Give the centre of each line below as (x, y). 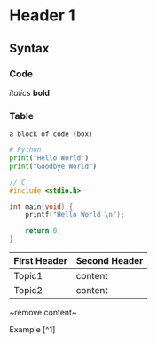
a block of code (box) (51, 134)
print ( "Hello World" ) (49, 158)
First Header (41, 261)
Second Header (110, 261)
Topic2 (28, 291)
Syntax (29, 48)
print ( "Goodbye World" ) (53, 166)
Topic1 (28, 276)
